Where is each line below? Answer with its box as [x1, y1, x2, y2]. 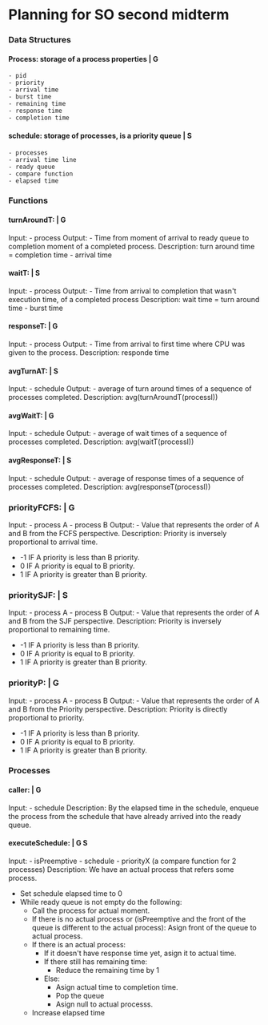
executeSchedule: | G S [8, 838, 88, 848]
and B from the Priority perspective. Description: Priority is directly [8, 704, 228, 714]
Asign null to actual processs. [55, 999, 154, 1009]
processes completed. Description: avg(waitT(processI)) [8, 437, 194, 446]
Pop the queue [55, 991, 105, 1000]
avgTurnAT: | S [8, 366, 58, 376]
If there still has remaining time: [43, 956, 148, 966]
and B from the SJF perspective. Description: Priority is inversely [8, 616, 222, 626]
